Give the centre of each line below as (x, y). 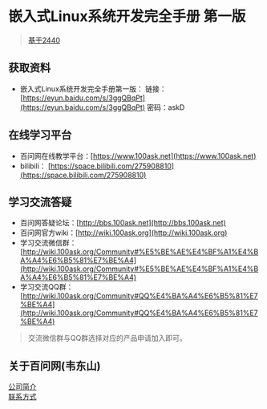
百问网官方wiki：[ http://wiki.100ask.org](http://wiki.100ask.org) (123, 233)
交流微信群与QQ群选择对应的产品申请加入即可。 (107, 338)
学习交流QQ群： (47, 287)
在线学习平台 (40, 135)
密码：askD (166, 107)
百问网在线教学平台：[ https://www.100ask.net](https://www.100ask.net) (138, 156)
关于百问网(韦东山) (55, 366)
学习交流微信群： (48, 243)
